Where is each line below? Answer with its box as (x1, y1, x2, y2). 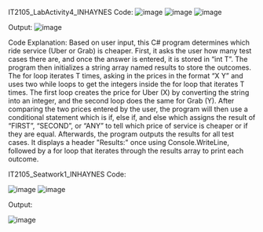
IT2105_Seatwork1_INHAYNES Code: (8, 169, 126, 179)
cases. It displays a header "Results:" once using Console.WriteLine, (8, 138, 230, 147)
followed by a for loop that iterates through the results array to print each (8, 146, 244, 155)
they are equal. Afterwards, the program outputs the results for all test (8, 129, 234, 139)
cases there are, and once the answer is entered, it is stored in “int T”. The (8, 55, 248, 63)
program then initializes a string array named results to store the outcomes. (8, 63, 252, 72)
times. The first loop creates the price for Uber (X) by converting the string (8, 88, 250, 97)
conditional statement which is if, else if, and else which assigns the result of (8, 113, 256, 121)
